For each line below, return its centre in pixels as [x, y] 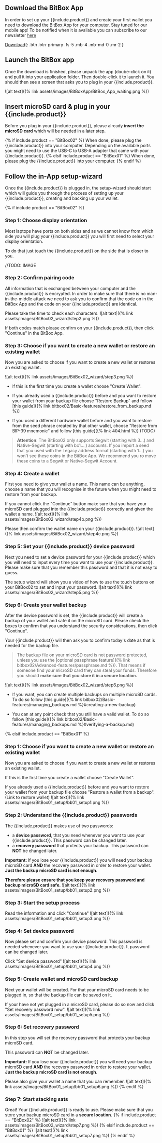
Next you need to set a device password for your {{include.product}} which [80, 557]
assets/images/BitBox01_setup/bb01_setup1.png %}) [57, 802]
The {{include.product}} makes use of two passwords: [59, 826]
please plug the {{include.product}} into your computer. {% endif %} [73, 161]
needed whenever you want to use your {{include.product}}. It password [77, 947]
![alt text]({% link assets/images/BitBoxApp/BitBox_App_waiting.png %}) [77, 91]
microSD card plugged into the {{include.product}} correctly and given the [79, 509]
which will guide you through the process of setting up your [64, 193]
